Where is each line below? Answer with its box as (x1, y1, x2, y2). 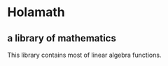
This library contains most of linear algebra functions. (7, 51, 162, 59)
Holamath (7, 4, 65, 20)
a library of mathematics (7, 32, 117, 44)
